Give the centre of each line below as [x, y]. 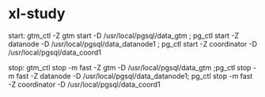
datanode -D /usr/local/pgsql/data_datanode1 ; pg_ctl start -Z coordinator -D [133, 43]
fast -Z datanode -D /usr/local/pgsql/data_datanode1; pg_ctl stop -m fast [134, 76]
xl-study [37, 14]
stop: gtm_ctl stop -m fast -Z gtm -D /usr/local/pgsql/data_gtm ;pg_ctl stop [130, 67]
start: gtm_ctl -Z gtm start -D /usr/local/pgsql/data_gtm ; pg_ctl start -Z [124, 35]
